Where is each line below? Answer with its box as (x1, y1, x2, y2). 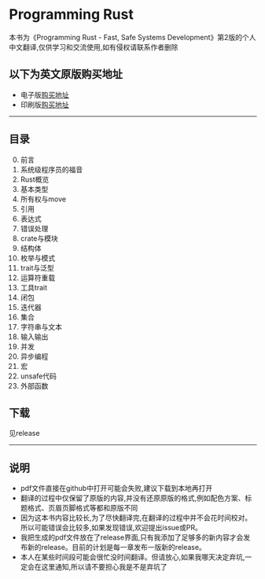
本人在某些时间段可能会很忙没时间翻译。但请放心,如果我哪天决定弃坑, (20, 552, 245, 562)
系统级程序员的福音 (20, 164, 83, 174)
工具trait (20, 282, 48, 292)
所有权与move (20, 194, 66, 204)
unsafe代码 (20, 371, 57, 381)
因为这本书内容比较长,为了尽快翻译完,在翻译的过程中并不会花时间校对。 (20, 513, 252, 522)
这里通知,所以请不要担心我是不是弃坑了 (41, 562, 167, 572)
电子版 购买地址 (20, 90, 69, 99)
